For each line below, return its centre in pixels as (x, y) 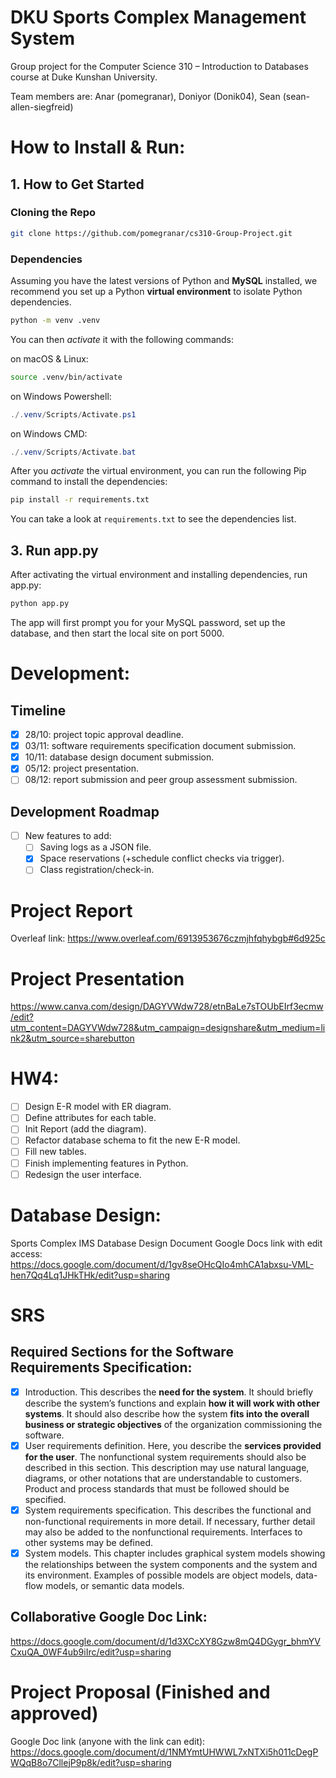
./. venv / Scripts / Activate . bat (73, 452)
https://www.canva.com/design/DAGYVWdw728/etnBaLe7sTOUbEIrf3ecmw (167, 1007)
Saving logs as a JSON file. (95, 847)
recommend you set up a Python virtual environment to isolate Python (156, 291)
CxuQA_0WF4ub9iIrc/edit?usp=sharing (91, 1652)
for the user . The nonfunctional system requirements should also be (165, 1457)
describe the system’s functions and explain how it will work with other (172, 1403)
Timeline (38, 710)
